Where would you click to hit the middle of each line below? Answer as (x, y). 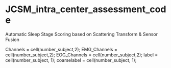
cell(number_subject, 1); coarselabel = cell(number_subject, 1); (71, 60)
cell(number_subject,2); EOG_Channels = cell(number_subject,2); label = (82, 55)
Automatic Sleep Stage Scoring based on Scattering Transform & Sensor (82, 34)
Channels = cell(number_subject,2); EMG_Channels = (61, 49)
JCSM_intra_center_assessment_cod (86, 9)
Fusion (12, 40)
